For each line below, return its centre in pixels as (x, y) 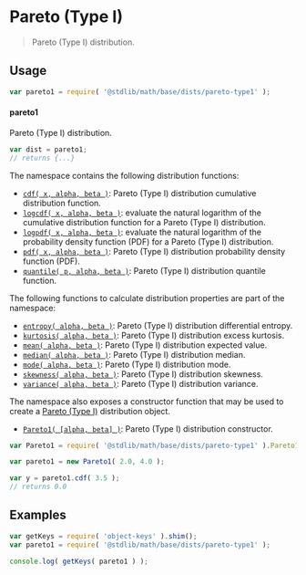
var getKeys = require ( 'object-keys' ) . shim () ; (103, 536)
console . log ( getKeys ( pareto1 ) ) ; (79, 561)
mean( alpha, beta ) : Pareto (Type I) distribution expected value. (145, 345)
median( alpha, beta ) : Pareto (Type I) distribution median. (134, 354)
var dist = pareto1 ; (49, 149)
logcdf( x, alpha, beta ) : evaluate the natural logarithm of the (142, 213)
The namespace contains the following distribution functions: (124, 175)
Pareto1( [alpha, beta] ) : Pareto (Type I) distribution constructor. (148, 429)
